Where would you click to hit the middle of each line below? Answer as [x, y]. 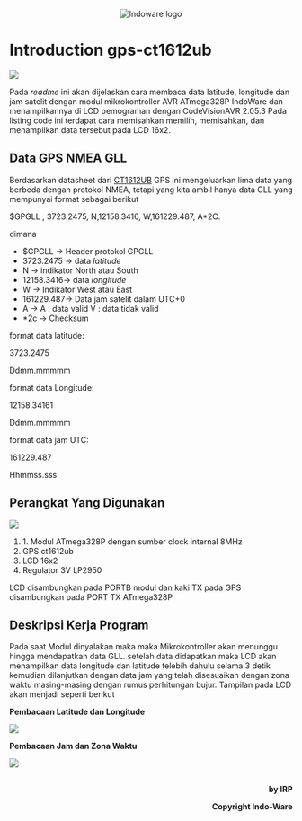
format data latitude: [47, 335]
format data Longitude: [52, 387]
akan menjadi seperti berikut [62, 694]
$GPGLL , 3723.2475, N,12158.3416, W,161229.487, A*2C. [115, 216]
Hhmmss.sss [33, 474]
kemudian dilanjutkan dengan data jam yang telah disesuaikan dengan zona [150, 675]
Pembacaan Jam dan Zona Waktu [73, 746]
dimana [23, 234]
